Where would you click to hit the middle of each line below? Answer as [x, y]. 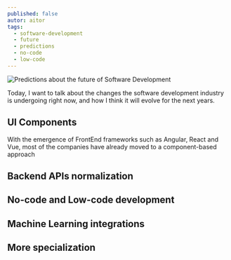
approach [21, 154]
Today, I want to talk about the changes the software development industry [116, 93]
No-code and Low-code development [91, 200]
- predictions [34, 46]
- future [26, 40]
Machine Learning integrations [76, 224]
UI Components [42, 122]
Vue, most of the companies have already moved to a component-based [112, 146]
